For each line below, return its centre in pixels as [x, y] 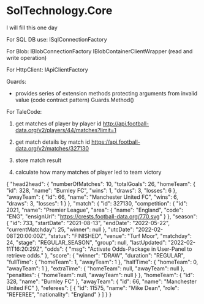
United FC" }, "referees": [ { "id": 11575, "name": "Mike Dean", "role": [93, 287]
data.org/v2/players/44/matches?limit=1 [66, 130]
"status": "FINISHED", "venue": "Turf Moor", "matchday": [120, 235]
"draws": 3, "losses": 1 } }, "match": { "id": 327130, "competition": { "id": [97, 203]
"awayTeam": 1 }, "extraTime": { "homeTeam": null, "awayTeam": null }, [96, 268]
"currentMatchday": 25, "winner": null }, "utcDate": [70, 229]
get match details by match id [53, 142]
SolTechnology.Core [59, 11]
